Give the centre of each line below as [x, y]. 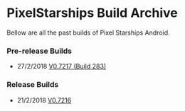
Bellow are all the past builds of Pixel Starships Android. [88, 33]
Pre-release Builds [39, 51]
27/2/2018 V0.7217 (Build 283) [62, 66]
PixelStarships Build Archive [92, 13]
